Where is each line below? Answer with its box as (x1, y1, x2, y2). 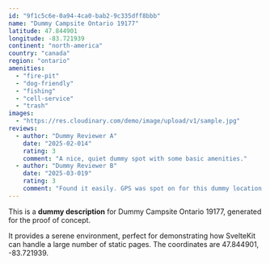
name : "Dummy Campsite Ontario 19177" (8, 19, 139, 27)
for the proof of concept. (8, 215, 91, 224)
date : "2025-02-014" (23, 139, 92, 148)
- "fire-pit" (15, 72, 60, 80)
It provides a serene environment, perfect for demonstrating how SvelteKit (8, 231, 256, 241)
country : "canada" (8, 49, 70, 57)
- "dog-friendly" (15, 79, 74, 87)
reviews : (8, 124, 38, 132)
